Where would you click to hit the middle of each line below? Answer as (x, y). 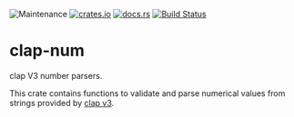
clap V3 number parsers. (56, 75)
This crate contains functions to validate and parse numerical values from (147, 93)
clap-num (47, 51)
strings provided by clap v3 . (62, 102)
